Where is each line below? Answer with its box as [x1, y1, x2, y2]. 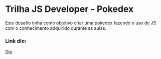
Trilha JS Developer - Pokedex [5, 3, 134, 15]
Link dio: [5, 37, 27, 44]
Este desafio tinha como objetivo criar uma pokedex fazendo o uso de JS [5, 20, 156, 26]
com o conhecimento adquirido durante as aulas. [5, 25, 107, 31]
